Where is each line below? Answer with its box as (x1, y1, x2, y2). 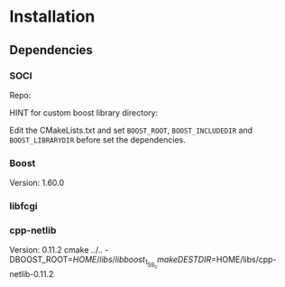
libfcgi (9, 200, 38, 213)
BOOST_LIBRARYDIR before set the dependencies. (9, 134, 187, 145)
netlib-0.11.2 (9, 269, 54, 280)
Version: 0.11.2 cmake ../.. (9, 245, 104, 255)
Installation (9, 6, 96, 27)
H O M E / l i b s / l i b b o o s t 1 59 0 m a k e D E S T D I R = (72, 255, 217, 270)
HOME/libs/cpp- (216, 255, 277, 265)
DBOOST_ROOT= (9, 255, 74, 265)
